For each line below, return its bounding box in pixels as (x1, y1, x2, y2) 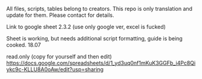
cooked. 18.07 (6, 42, 41, 48)
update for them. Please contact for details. (6, 11, 114, 19)
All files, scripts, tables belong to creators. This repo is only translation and (6, 5, 192, 12)
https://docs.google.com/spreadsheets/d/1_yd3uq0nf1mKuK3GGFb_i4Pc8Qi (6, 60, 196, 66)
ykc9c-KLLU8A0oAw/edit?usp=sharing (6, 66, 104, 73)
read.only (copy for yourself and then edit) (6, 53, 112, 60)
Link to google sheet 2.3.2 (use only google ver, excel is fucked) (6, 24, 166, 30)
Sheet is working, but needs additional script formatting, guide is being (6, 35, 183, 42)
